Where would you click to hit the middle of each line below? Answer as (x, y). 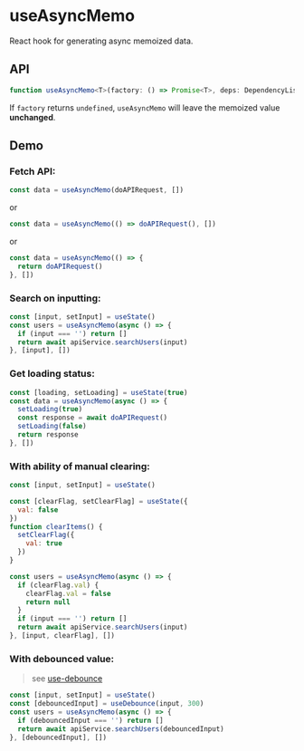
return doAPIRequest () (60, 266)
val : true (44, 544)
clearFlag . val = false (68, 593)
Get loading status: (52, 374)
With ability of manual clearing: (80, 466)
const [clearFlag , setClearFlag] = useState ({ (99, 501)
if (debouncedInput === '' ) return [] (91, 720)
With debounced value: (62, 659)
